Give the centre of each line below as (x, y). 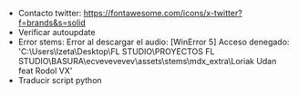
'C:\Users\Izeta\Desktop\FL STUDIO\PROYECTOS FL (116, 52)
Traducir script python (60, 80)
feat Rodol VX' (45, 71)
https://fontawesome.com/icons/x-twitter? (163, 13)
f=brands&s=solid (51, 23)
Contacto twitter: (50, 13)
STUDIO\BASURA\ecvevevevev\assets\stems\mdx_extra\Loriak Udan (147, 61)
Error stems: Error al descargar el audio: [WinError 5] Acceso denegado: (154, 42)
